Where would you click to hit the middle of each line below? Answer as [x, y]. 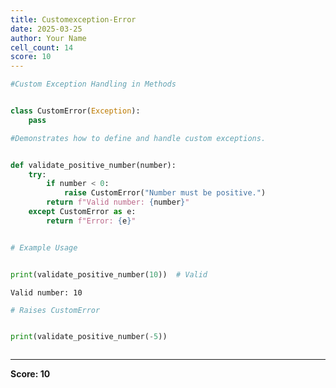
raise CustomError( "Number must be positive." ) [165, 193]
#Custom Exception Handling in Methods [93, 84]
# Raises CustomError [55, 310]
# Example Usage [44, 247]
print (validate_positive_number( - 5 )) [89, 337]
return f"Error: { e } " [91, 221]
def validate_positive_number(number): [93, 165]
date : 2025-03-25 [46, 29]
